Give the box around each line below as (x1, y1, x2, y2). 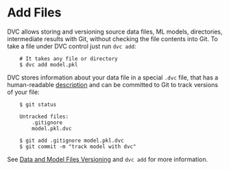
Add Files (7, 5, 62, 21)
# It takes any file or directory (19, 55, 118, 62)
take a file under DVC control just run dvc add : (7, 42, 136, 50)
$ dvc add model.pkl (19, 61, 78, 68)
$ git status (19, 101, 57, 108)
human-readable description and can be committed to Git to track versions (7, 80, 218, 88)
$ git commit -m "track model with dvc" (19, 143, 136, 150)
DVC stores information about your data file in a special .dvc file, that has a (7, 73, 219, 82)
